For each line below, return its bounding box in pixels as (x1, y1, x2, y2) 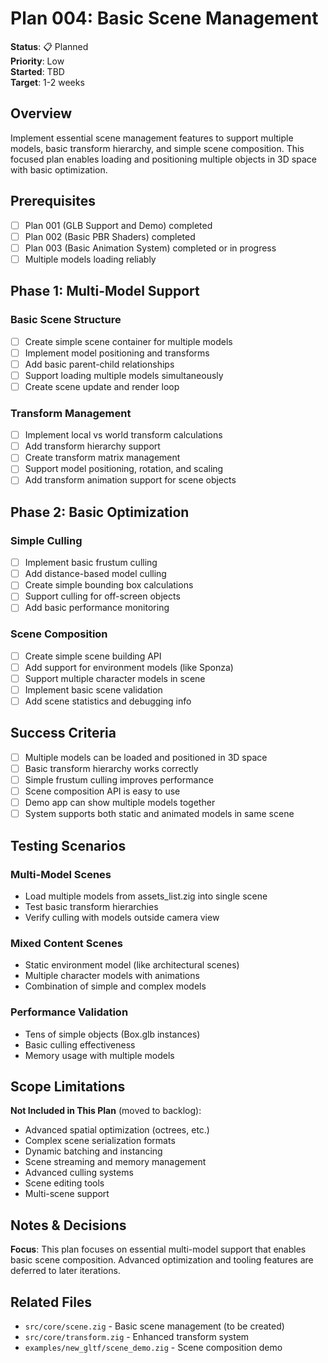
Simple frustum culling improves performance (24, 773, 214, 786)
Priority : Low (10, 55, 65, 67)
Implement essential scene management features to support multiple (10, 132, 294, 144)
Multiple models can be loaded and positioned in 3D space (24, 751, 268, 763)
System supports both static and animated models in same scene (24, 808, 295, 820)
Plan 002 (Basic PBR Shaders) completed (24, 230, 196, 242)
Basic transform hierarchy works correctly (24, 762, 199, 774)
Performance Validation (10, 1005, 129, 1019)
